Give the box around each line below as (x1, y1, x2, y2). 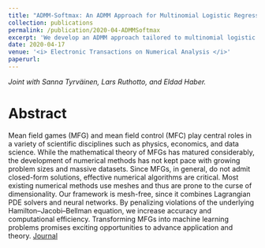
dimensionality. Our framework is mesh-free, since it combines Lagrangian (8, 189, 251, 198)
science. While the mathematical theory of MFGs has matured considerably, (8, 147, 255, 157)
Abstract (8, 105, 67, 123)
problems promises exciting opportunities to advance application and (8, 222, 233, 232)
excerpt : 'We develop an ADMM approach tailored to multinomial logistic (8, 33, 256, 42)
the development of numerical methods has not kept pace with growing (8, 155, 241, 165)
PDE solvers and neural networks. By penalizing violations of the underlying (8, 198, 255, 207)
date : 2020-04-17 (8, 41, 65, 49)
